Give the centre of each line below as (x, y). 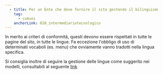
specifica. (15, 52)
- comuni (27, 18)
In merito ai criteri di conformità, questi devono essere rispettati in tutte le (78, 37)
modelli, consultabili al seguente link (41, 67)
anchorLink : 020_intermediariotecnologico (57, 23)
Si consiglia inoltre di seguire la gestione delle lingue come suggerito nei (77, 61)
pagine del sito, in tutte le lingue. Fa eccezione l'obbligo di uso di (70, 42)
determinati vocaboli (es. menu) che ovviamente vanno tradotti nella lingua (80, 47)
